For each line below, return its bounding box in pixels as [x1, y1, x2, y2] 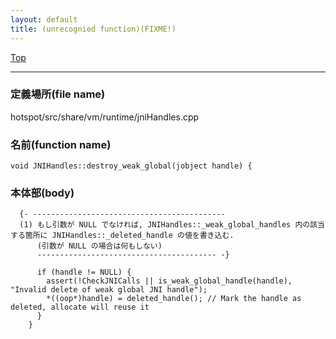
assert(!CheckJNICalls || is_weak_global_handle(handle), [46, 276, 293, 286]
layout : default [10, 14, 78, 25]
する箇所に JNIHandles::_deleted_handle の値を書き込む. [10, 231, 235, 241]
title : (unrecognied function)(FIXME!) [10, 24, 177, 34]
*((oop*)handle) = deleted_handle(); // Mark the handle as [46, 294, 302, 304]
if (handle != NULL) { [36, 267, 132, 278]
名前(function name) [10, 137, 112, 151]
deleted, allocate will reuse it [10, 302, 150, 313]
